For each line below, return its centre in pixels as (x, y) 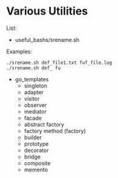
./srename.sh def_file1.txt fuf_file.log (59, 63)
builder (33, 137)
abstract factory (44, 124)
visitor (32, 98)
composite (37, 163)
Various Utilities (47, 11)
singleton (35, 86)
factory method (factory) (55, 131)
